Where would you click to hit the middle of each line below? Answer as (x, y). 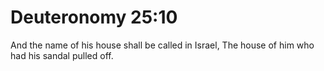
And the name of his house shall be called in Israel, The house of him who (162, 45)
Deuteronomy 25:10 (94, 17)
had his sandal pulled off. (62, 55)
